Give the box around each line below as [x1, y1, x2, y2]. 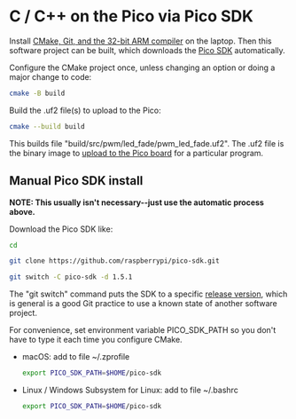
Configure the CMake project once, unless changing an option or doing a [9, 62, 276, 73]
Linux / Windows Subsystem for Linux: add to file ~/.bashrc [21, 384, 239, 395]
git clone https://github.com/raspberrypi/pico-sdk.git [9, 257, 220, 265]
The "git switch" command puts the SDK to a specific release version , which [9, 289, 288, 299]
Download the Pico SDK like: [9, 224, 113, 234]
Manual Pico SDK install [9, 173, 144, 188]
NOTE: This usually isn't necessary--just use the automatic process [9, 197, 264, 208]
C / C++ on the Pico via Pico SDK [9, 6, 254, 27]
